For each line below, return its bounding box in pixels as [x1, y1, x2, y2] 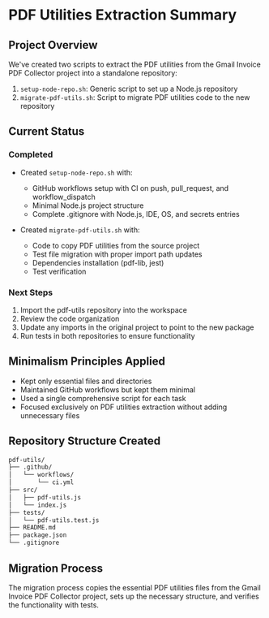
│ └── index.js [8, 501, 67, 509]
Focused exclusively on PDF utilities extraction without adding [19, 402, 228, 412]
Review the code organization [19, 313, 120, 323]
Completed [8, 149, 53, 160]
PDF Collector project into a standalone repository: [8, 68, 178, 78]
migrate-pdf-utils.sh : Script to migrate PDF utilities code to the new [19, 93, 250, 102]
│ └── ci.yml [8, 478, 75, 486]
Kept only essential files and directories [19, 376, 152, 386]
